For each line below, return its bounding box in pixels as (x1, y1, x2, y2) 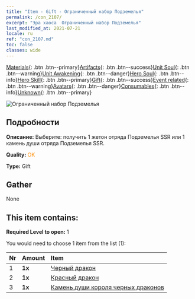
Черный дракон (50, 264, 96, 272)
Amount (21, 254, 45, 262)
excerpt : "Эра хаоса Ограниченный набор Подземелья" (6, 20, 142, 26)
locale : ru (6, 31, 33, 37)
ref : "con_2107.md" (6, 36, 54, 42)
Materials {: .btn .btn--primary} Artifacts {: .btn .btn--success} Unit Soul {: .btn (6, 63, 190, 71)
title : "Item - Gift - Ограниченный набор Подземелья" (6, 8, 144, 15)
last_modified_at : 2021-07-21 (6, 25, 81, 31)
